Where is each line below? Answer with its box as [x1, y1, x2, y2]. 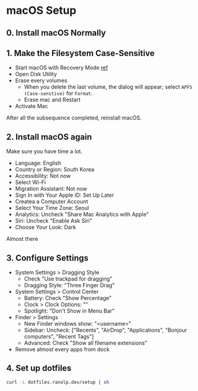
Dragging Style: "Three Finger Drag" [24, 282, 115, 289]
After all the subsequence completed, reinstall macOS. [6, 114, 142, 121]
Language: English [14, 159, 62, 167]
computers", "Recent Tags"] [24, 333, 94, 340]
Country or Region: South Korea [14, 166, 95, 173]
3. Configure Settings [6, 253, 89, 263]
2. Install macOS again [6, 132, 92, 142]
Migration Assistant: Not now [14, 185, 88, 192]
